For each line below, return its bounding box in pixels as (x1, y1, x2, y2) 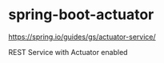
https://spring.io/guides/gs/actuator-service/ (8, 32, 156, 41)
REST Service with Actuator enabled (8, 47, 128, 57)
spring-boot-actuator (8, 6, 154, 24)
